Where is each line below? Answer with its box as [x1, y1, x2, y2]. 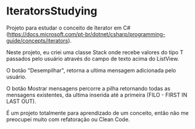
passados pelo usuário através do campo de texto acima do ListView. [6, 55, 179, 62]
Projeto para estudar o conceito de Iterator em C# [6, 24, 131, 31]
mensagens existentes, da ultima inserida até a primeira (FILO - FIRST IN [6, 91, 188, 98]
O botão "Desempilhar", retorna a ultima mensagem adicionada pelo [6, 66, 176, 74]
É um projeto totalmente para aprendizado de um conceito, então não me [6, 109, 189, 116]
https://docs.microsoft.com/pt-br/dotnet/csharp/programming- [8, 30, 165, 37]
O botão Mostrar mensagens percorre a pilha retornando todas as [6, 84, 171, 92]
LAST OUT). [6, 98, 36, 105]
